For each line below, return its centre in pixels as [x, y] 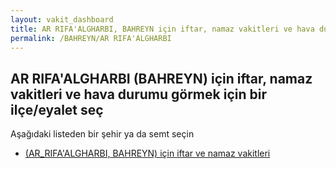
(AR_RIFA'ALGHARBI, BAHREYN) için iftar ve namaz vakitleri [147, 153]
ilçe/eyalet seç [57, 109]
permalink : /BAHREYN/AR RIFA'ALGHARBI [91, 38]
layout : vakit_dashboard [62, 19]
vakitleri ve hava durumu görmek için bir [138, 94]
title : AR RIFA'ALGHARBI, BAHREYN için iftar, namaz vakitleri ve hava [162, 29]
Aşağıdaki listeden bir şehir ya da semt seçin [102, 134]
